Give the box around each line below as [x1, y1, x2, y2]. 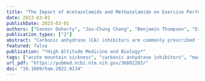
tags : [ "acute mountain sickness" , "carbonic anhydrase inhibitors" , [6, 54, 187, 60]
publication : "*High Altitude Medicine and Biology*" [6, 49, 146, 55]
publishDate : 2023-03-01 [6, 20, 70, 26]
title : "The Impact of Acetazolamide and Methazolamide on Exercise [6, 9, 184, 15]
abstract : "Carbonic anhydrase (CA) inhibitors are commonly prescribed [6, 37, 195, 43]
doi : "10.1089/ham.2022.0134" [6, 65, 84, 72]
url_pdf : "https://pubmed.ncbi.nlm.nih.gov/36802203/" [6, 60, 149, 66]
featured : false [6, 43, 48, 49]
